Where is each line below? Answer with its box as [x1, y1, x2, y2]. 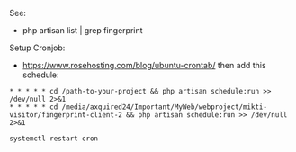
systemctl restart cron [9, 134, 99, 143]
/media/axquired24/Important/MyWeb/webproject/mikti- [61, 103, 268, 112]
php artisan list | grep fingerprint [22, 25, 143, 35]
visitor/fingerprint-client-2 [9, 111, 123, 120]
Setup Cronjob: [9, 42, 66, 53]
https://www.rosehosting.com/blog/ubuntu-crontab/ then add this [22, 60, 267, 70]
